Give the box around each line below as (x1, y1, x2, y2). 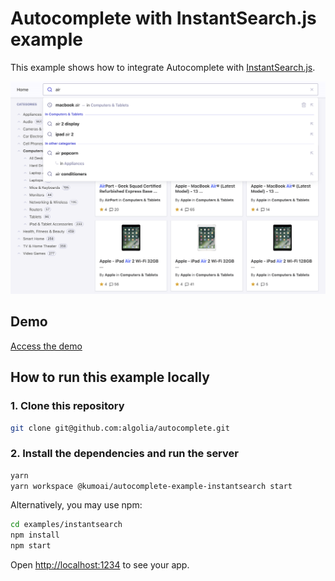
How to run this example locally (10, 369, 210, 386)
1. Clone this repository (10, 399, 125, 413)
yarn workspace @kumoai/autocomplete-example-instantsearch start (10, 481, 293, 491)
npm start (10, 541, 52, 551)
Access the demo (10, 340, 83, 352)
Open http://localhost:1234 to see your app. (10, 559, 190, 571)
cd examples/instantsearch (10, 520, 123, 530)
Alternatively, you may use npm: (10, 499, 143, 511)
